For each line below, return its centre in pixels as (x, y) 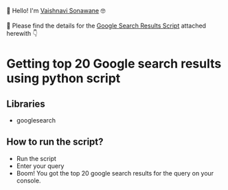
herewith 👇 (22, 33)
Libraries (26, 104)
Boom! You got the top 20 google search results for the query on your (115, 173)
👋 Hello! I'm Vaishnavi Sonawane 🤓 (56, 11)
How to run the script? (55, 142)
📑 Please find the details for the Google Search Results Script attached (106, 25)
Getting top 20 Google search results (114, 64)
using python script (64, 78)
